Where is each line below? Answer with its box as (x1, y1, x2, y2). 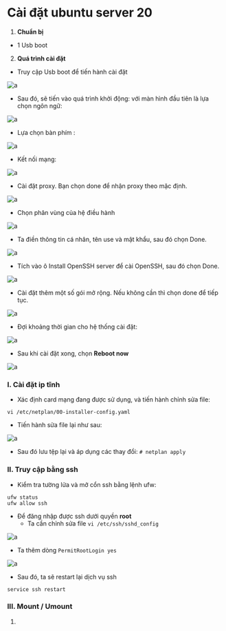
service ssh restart (7, 586, 67, 593)
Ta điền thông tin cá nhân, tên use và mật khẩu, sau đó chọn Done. (16, 235, 207, 243)
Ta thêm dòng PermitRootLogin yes (16, 546, 117, 554)
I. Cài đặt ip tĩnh (7, 380, 60, 389)
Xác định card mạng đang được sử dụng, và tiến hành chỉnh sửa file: (16, 395, 211, 404)
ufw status (7, 494, 38, 501)
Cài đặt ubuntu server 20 (7, 5, 152, 21)
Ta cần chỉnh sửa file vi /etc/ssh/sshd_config (27, 519, 159, 528)
